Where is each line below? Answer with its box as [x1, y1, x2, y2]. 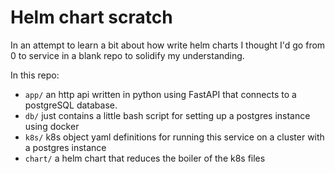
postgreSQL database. [24, 99, 118, 111]
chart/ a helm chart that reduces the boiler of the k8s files [24, 152, 266, 164]
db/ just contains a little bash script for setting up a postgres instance [24, 109, 311, 121]
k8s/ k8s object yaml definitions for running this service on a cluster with [24, 131, 325, 143]
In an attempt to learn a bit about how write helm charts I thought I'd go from [10, 39, 326, 51]
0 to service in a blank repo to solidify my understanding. [10, 49, 245, 61]
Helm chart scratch [10, 6, 173, 29]
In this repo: [10, 69, 60, 81]
